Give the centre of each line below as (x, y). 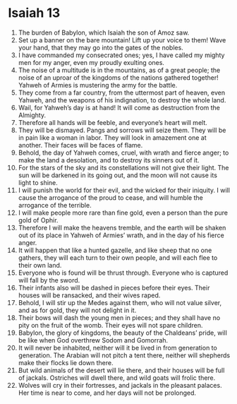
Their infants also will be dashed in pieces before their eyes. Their (114, 287)
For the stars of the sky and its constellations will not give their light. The (123, 167)
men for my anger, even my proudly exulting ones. (91, 62)
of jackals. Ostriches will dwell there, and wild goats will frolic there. (117, 378)
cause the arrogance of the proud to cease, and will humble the (110, 197)
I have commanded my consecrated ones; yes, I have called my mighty (121, 55)
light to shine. (38, 182)
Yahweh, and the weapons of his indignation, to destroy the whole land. (122, 100)
